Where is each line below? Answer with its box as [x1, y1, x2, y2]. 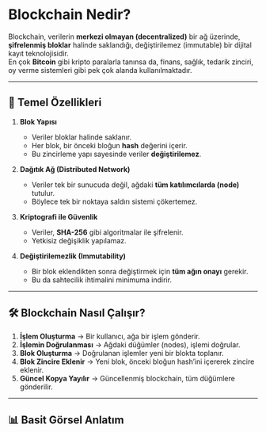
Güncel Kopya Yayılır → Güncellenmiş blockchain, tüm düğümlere [19, 373, 235, 383]
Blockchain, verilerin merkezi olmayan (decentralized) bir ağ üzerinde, [8, 32, 241, 41]
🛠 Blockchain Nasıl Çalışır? [8, 307, 146, 320]
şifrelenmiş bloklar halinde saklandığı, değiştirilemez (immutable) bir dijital [8, 40, 252, 49]
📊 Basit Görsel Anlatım [8, 413, 124, 426]
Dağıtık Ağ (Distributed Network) [19, 164, 131, 174]
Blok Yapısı [19, 117, 58, 126]
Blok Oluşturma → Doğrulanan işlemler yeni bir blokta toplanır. [19, 348, 224, 357]
